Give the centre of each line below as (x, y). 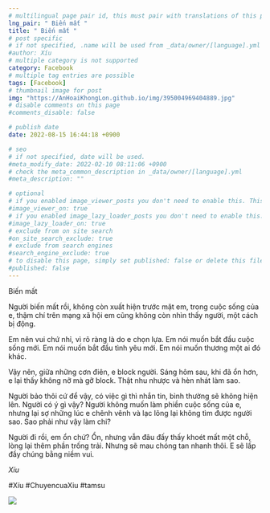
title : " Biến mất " (43, 31)
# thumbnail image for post (55, 90)
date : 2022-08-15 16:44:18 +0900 (64, 135)
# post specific (35, 38)
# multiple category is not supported (73, 61)
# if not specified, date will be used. (77, 157)
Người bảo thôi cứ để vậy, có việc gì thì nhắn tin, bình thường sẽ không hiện (133, 396)
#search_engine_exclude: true (59, 254)
